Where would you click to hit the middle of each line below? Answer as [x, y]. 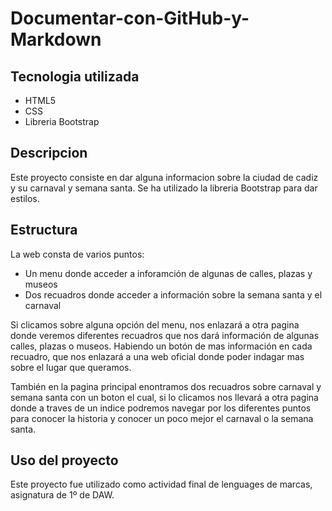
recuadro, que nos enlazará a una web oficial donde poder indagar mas [157, 356]
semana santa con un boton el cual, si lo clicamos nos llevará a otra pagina [164, 397]
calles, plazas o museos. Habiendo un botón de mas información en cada [161, 346]
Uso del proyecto [64, 460]
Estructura [44, 230]
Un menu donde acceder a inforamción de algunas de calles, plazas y [168, 273]
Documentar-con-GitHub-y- [130, 18]
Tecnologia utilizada [75, 76]
